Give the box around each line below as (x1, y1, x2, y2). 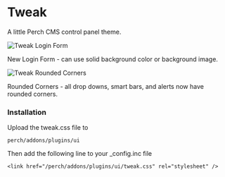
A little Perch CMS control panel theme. (7, 28, 122, 36)
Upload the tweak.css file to (7, 123, 89, 132)
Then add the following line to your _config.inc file (7, 149, 153, 158)
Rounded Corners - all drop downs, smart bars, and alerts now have (7, 82, 204, 90)
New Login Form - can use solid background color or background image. (7, 54, 218, 63)
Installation (7, 107, 47, 117)
